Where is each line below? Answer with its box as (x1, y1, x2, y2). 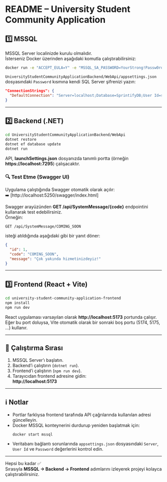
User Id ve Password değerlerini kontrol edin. (12, 446, 103, 452)
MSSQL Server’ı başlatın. (12, 357, 64, 363)
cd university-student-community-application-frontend (5, 296, 121, 301)
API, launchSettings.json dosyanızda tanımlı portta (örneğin (5, 155, 129, 161)
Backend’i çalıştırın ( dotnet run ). (12, 362, 80, 368)
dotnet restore (5, 137, 37, 142)
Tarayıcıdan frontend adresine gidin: (12, 373, 87, 379)
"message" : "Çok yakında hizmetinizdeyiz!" (9, 256, 101, 261)
